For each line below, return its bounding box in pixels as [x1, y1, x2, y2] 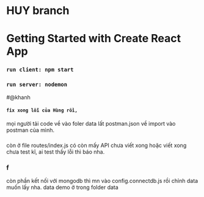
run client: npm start [6, 66, 74, 73]
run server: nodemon [6, 81, 68, 88]
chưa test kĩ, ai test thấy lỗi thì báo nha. [6, 148, 105, 156]
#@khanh [6, 93, 31, 101]
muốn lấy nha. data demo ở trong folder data [6, 184, 119, 191]
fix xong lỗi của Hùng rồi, [6, 107, 78, 113]
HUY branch [6, 4, 70, 18]
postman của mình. [6, 126, 55, 134]
